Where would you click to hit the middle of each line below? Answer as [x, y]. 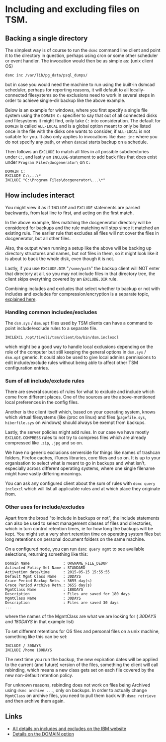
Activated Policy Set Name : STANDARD [45, 568]
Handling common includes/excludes [51, 312]
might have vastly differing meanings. [44, 474]
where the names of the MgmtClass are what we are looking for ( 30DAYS [81, 616]
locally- [137, 90]
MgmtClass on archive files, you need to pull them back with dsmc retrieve [81, 696]
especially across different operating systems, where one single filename [80, 468]
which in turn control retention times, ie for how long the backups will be [79, 528]
